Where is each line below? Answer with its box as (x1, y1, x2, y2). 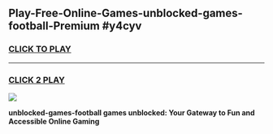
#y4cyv (102, 19, 142, 33)
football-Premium (8, 19, 100, 33)
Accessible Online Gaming (8, 116, 100, 126)
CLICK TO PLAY (8, 44, 71, 55)
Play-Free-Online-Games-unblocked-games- (8, 6, 244, 20)
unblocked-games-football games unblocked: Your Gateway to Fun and (8, 107, 255, 117)
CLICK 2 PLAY (8, 74, 65, 85)
